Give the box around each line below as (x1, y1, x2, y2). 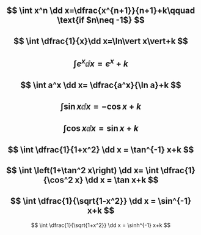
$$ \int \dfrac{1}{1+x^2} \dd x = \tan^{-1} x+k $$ (7, 144, 194, 155)
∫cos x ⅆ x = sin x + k (63, 123, 139, 134)
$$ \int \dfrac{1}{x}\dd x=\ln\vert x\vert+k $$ (13, 35, 189, 46)
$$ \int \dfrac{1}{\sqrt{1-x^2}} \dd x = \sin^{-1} (10, 196, 192, 206)
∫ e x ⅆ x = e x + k (73, 57, 128, 69)
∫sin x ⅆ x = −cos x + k (60, 101, 142, 111)
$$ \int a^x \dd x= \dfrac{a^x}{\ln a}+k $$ (20, 80, 181, 90)
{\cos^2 (43, 175, 73, 185)
